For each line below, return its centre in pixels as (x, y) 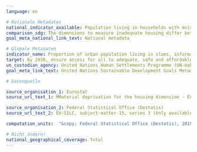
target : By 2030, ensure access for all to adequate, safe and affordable (99, 60)
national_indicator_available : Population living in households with (93, 27)
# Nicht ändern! (26, 134)
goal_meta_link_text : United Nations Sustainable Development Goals (91, 71)
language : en (22, 11)
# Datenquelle (23, 81)
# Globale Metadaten (31, 49)
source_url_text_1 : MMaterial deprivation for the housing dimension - (95, 97)
